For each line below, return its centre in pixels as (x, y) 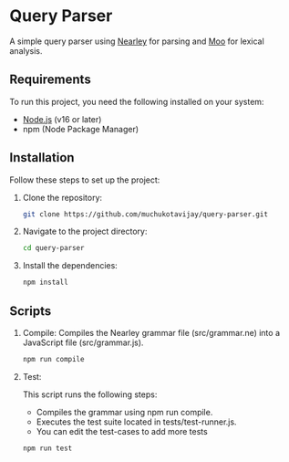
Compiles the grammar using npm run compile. (124, 412)
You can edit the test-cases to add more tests (122, 431)
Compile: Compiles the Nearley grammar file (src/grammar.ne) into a (151, 333)
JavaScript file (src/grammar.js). (83, 342)
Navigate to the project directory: (85, 231)
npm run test (47, 448)
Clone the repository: (62, 197)
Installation (42, 157)
